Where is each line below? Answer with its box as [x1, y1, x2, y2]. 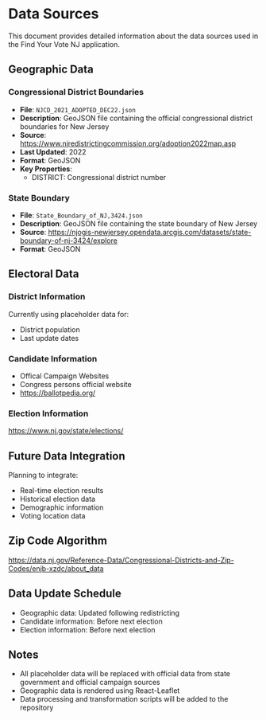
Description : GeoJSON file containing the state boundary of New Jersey [19, 218, 258, 228]
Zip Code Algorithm [8, 534, 107, 548]
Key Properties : [19, 164, 73, 174]
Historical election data [19, 495, 96, 504]
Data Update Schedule [8, 587, 121, 601]
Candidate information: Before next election [19, 616, 163, 626]
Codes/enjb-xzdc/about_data [8, 563, 105, 573]
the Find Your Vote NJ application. [8, 39, 121, 49]
